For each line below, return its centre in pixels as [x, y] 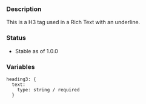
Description [24, 9]
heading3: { [21, 79]
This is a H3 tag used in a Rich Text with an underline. [73, 22]
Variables [21, 67]
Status [16, 38]
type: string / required [48, 89]
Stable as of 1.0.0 [37, 51]
